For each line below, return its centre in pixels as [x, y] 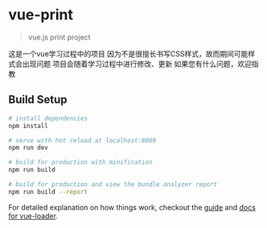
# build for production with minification [80, 163]
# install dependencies [48, 118]
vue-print [41, 15]
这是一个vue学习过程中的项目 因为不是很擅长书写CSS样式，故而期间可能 [128, 53]
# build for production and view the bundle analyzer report [113, 184]
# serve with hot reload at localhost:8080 [82, 140]
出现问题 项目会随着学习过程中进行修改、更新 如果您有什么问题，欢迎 [137, 64]
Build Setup [38, 99]
